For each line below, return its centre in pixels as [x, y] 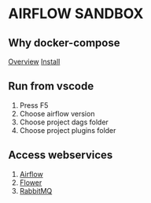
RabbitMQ [36, 190]
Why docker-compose [64, 43]
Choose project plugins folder [68, 130]
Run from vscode [51, 86]
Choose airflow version [57, 113]
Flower [31, 183]
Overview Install [34, 61]
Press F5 [34, 105]
